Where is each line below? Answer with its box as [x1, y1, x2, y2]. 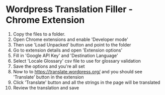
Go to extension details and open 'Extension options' [13, 47, 123, 53]
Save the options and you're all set [13, 63, 85, 69]
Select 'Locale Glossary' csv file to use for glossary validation [13, 58, 141, 64]
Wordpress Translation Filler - [6, 4, 133, 15]
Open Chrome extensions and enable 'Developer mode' [13, 36, 129, 42]
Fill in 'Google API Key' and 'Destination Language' [13, 52, 119, 59]
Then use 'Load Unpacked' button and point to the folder [13, 41, 131, 47]
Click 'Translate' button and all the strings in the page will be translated [13, 79, 160, 85]
